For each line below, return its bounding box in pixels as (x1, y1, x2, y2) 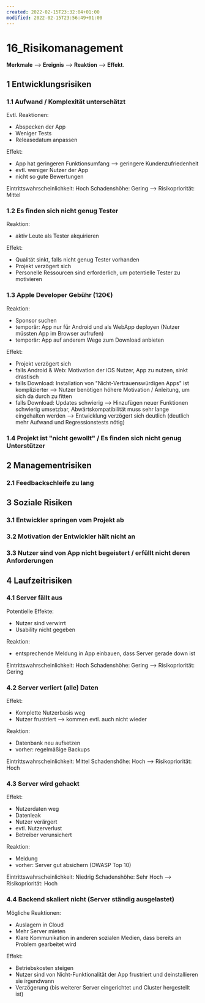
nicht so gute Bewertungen (15, 173, 84, 181)
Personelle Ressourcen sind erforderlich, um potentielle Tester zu (15, 269, 181, 276)
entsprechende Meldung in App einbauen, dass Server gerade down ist (15, 650, 196, 657)
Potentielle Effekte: (6, 607, 54, 615)
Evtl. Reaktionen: (6, 111, 49, 119)
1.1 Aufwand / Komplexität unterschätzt (6, 97, 126, 106)
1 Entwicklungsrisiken (6, 79, 92, 89)
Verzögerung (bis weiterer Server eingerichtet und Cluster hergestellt (15, 983, 190, 991)
